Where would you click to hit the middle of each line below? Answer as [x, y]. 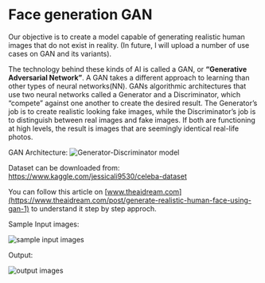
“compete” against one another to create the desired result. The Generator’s [133, 103]
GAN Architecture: [38, 152]
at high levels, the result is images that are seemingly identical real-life [124, 128]
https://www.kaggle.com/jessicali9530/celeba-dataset [97, 176]
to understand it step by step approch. [94, 208]
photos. [21, 136]
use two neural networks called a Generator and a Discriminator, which [125, 94]
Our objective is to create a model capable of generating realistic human [127, 37]
